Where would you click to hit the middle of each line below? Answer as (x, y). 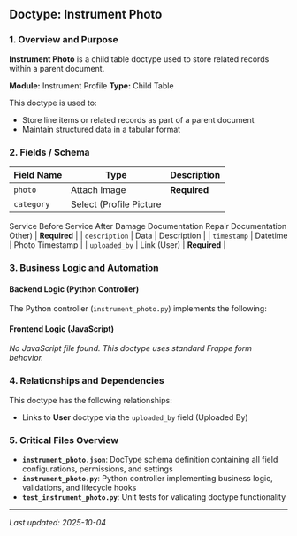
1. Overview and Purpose (64, 40)
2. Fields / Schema (49, 152)
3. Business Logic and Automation (84, 267)
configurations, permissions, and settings (98, 469)
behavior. (27, 358)
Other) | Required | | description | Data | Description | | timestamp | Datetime (149, 235)
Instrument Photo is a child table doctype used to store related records (139, 59)
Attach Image (98, 189)
